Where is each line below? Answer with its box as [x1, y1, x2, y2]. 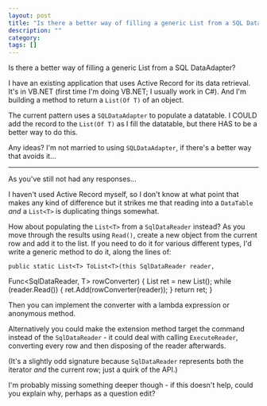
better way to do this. [8, 128, 78, 137]
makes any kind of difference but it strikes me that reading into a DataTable [8, 198, 253, 207]
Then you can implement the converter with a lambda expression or [8, 300, 230, 310]
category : [8, 33, 41, 42]
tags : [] [8, 41, 37, 49]
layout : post [8, 11, 52, 20]
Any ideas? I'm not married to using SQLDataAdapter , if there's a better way [8, 143, 252, 153]
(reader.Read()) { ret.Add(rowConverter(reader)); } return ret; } [8, 285, 213, 295]
